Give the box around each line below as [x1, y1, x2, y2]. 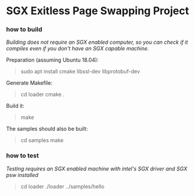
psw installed [6, 171, 38, 178]
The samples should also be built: [6, 126, 88, 133]
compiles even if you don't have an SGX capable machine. [6, 45, 149, 52]
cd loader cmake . [20, 91, 65, 98]
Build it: [6, 102, 25, 110]
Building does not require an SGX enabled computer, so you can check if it [6, 38, 188, 46]
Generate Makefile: [6, 79, 53, 86]
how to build [6, 25, 43, 34]
